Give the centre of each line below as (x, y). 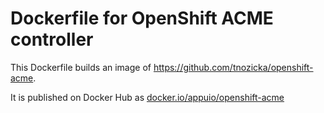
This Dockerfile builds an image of (81, 67)
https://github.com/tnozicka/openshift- (233, 67)
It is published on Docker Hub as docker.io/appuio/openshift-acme (147, 97)
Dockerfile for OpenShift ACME (142, 18)
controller (52, 39)
